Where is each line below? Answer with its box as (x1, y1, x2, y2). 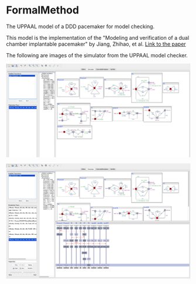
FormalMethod (6, 4, 80, 17)
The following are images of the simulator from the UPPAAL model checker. (6, 52, 188, 59)
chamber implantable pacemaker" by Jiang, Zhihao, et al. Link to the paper (6, 40, 186, 47)
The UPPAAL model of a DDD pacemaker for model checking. (6, 23, 155, 30)
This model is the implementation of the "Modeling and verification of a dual (6, 34, 190, 41)
